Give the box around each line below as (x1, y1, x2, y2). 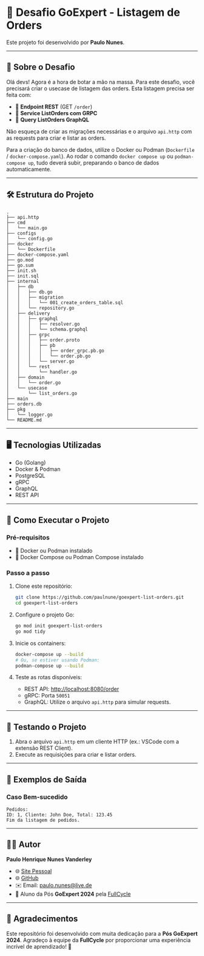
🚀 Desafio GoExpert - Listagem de (6, 5, 180, 20)
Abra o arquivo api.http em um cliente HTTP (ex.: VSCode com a (15, 738, 179, 746)
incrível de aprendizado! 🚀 (6, 943, 72, 950)
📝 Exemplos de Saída (6, 774, 87, 785)
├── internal (6, 278, 39, 284)
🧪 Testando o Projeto (6, 722, 87, 732)
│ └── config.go (6, 235, 53, 241)
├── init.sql (6, 273, 39, 279)
